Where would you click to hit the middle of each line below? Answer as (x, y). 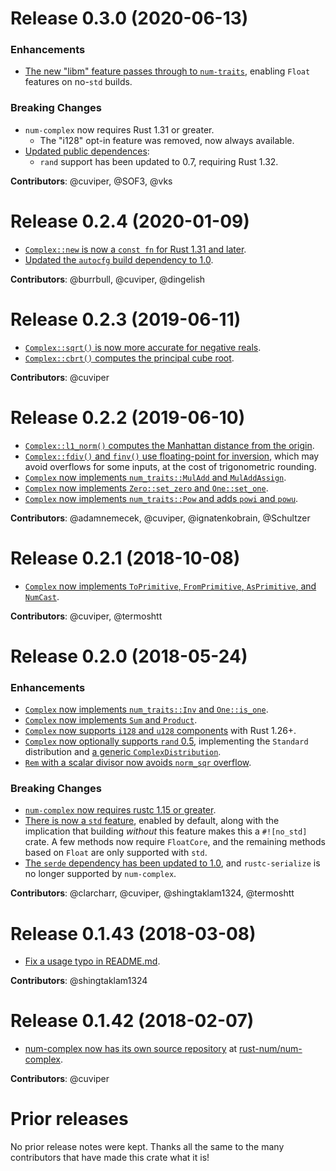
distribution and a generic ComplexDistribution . (123, 752)
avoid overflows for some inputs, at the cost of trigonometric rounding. (170, 466)
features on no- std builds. (78, 82)
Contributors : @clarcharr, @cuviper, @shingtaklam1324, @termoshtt (152, 893)
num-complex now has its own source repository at (131, 1049)
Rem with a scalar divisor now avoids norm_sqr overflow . (138, 763)
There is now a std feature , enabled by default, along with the (152, 821)
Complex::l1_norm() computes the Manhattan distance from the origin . (169, 445)
